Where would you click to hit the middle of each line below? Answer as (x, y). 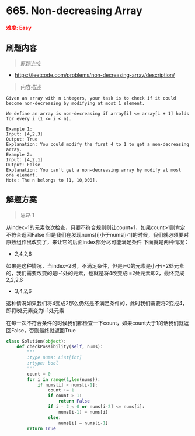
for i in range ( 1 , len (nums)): (64, 379)
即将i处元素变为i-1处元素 (35, 310)
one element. (22, 175)
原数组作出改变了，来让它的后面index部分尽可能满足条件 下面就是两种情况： (98, 242)
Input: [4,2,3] (25, 134)
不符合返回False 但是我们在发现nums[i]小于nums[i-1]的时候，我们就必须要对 (97, 234)
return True (42, 428)
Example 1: (19, 129)
